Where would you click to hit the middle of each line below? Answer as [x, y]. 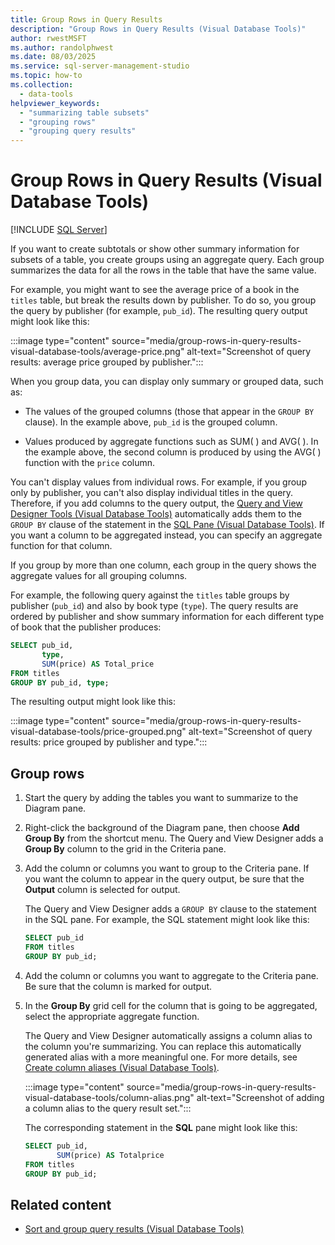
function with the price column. [90, 463]
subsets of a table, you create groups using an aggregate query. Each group [167, 260]
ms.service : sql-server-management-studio [100, 66]
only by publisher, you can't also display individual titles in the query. [152, 493]
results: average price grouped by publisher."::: [107, 362]
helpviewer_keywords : [55, 103]
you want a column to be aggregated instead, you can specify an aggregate [166, 535]
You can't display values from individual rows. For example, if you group [158, 482]
